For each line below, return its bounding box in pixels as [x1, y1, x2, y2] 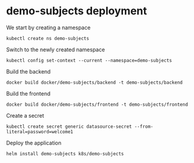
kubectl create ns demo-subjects [6, 35, 90, 41]
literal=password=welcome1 [6, 128, 73, 135]
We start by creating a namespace [6, 24, 91, 31]
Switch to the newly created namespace [6, 46, 106, 53]
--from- [134, 124, 153, 130]
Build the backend [6, 67, 51, 75]
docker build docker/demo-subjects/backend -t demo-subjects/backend [6, 79, 183, 85]
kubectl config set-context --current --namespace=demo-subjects [6, 57, 172, 63]
